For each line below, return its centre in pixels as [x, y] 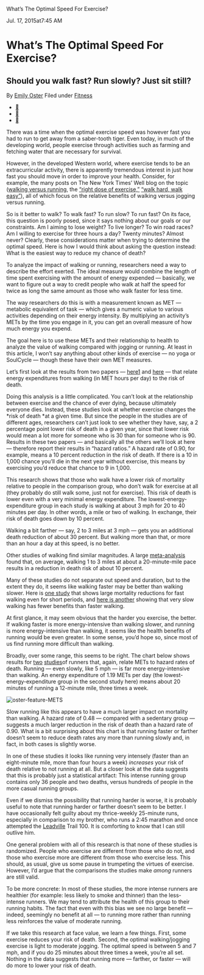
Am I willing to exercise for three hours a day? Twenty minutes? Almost [95, 234]
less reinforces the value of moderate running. [65, 921]
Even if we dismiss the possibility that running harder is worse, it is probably [102, 800]
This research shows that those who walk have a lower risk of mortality [96, 480]
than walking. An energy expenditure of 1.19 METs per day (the [85, 675]
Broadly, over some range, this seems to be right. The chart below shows [98, 655]
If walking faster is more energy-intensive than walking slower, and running [100, 624]
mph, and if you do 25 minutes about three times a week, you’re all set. [95, 952]
